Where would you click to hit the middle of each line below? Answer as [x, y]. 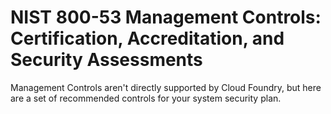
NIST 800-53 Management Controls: [166, 17]
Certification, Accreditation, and [147, 38]
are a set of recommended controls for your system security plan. [146, 98]
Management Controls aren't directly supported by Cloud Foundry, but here [166, 87]
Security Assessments [106, 60]
